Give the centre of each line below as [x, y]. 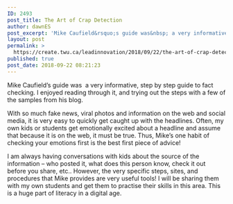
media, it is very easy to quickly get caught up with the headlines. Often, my [115, 120]
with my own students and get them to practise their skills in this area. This [114, 185]
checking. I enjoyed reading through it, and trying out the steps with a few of [116, 92]
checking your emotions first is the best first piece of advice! [94, 142]
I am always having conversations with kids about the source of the [103, 156]
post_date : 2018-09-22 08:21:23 [54, 65]
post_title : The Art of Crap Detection [65, 20]
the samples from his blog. [45, 100]
